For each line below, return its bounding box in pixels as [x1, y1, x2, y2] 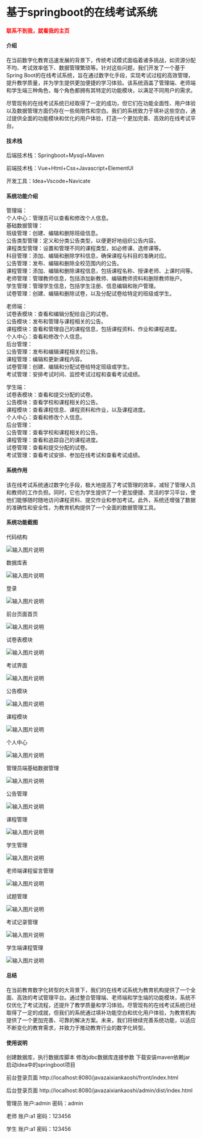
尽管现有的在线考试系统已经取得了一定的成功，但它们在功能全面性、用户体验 [6, 99, 196, 106]
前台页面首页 [6, 610, 38, 617]
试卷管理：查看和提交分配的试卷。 [6, 444, 91, 451]
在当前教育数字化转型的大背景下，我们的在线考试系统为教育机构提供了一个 [6, 986, 191, 994]
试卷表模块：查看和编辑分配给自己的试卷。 [6, 310, 112, 318]
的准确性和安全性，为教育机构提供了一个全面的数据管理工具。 [6, 504, 159, 511]
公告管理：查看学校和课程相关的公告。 [6, 429, 101, 436]
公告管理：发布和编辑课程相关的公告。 [6, 348, 101, 355]
